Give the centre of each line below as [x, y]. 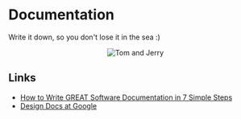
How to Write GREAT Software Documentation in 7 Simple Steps [126, 97]
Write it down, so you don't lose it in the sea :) [85, 37]
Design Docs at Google [58, 105]
